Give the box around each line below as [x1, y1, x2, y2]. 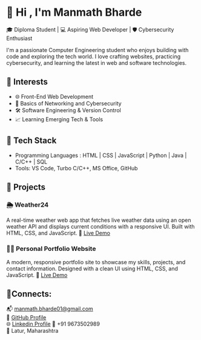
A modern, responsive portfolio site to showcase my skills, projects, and [6, 258, 186, 265]
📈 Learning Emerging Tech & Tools [15, 115, 104, 123]
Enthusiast [6, 35, 33, 42]
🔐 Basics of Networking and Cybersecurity [15, 99, 122, 107]
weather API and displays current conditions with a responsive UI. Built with [6, 223, 195, 230]
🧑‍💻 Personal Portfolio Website [6, 245, 96, 253]
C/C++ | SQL [15, 158, 47, 165]
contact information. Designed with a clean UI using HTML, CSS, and [6, 265, 179, 272]
